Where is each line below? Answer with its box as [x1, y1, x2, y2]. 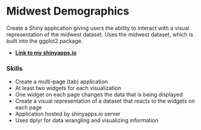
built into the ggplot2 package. [6, 37, 83, 44]
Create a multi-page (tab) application [15, 78, 108, 86]
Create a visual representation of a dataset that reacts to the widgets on [15, 97, 196, 104]
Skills [6, 64, 23, 72]
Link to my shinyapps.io [15, 49, 77, 56]
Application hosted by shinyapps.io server [15, 111, 121, 118]
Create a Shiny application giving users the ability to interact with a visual [6, 24, 189, 32]
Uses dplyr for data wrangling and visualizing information [15, 117, 159, 124]
